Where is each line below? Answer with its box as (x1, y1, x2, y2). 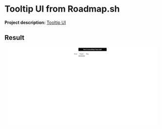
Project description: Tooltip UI (4, 19, 66, 25)
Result (4, 34, 25, 42)
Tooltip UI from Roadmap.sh (4, 3, 120, 15)
